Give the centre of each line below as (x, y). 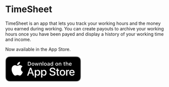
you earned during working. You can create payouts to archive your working (85, 28)
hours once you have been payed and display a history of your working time (85, 34)
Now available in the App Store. (38, 49)
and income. (18, 39)
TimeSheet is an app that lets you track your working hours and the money (83, 23)
